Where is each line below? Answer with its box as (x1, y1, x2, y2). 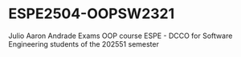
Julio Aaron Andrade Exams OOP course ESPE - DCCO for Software (8, 31, 233, 40)
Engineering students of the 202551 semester (8, 39, 159, 48)
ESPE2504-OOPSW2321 (8, 5, 175, 23)
